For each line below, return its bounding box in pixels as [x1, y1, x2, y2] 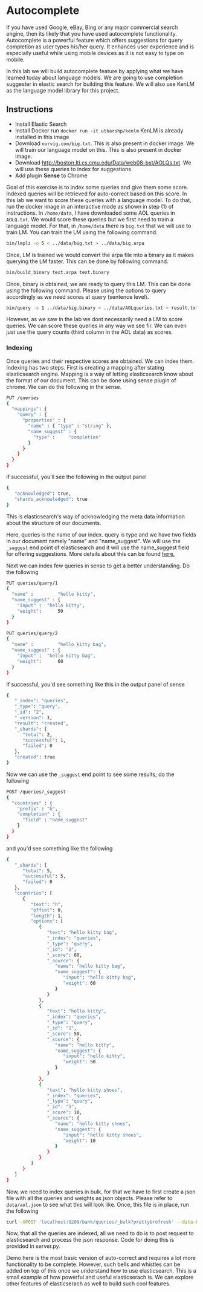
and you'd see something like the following [6, 844, 113, 852]
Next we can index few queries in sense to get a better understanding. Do [6, 562, 190, 569]
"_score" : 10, [47, 1109, 83, 1116]
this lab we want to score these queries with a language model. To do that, [6, 196, 192, 203]
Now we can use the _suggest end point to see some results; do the [6, 771, 175, 778]
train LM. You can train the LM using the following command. [6, 228, 158, 236]
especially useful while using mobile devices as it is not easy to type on [6, 49, 184, 56]
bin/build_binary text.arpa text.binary [6, 269, 110, 275]
